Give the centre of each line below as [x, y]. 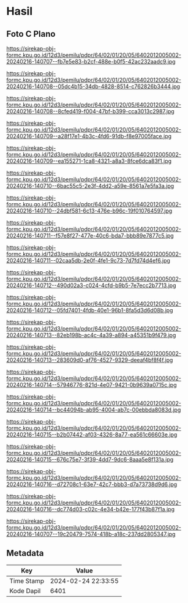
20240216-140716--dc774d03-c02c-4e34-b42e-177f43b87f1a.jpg [90, 509]
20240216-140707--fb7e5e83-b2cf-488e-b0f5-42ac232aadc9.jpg [91, 62]
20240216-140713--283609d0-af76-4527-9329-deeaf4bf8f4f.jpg [90, 360]
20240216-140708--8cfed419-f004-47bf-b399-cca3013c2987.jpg [90, 111]
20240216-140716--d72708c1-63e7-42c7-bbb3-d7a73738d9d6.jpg [92, 484]
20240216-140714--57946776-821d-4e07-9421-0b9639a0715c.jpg [92, 385]
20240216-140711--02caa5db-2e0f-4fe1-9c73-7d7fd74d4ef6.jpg [88, 260]
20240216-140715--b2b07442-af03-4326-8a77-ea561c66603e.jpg [92, 435]
